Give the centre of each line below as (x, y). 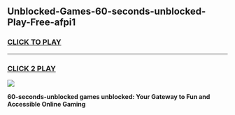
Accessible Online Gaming (47, 104)
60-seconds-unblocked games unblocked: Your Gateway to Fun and (109, 96)
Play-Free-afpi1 (42, 23)
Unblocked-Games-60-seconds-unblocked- (107, 11)
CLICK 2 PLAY (31, 68)
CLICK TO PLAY (34, 43)
